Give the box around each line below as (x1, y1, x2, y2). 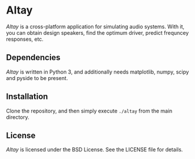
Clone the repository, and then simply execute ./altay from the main (6, 107, 173, 114)
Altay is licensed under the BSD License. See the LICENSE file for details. (6, 146, 183, 153)
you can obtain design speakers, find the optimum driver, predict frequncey (6, 29, 189, 36)
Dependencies (6, 52, 60, 62)
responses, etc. (6, 35, 44, 42)
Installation (6, 92, 48, 102)
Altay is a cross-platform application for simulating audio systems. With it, (6, 23, 185, 30)
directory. (6, 113, 29, 121)
